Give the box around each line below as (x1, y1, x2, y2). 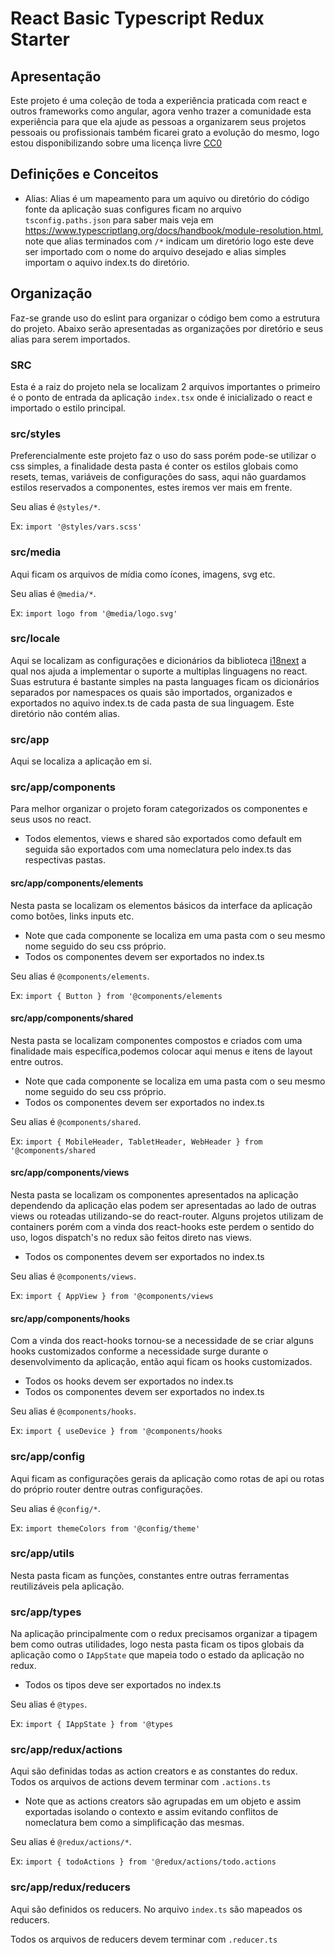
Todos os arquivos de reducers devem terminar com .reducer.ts (10, 1933, 278, 1945)
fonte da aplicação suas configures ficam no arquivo (24, 203, 242, 215)
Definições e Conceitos (10, 166, 159, 183)
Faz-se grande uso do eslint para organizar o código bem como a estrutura (10, 312, 321, 324)
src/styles (10, 427, 62, 441)
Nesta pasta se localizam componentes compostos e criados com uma (10, 1034, 303, 1046)
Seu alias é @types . (10, 1698, 88, 1711)
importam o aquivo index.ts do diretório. (24, 256, 190, 268)
